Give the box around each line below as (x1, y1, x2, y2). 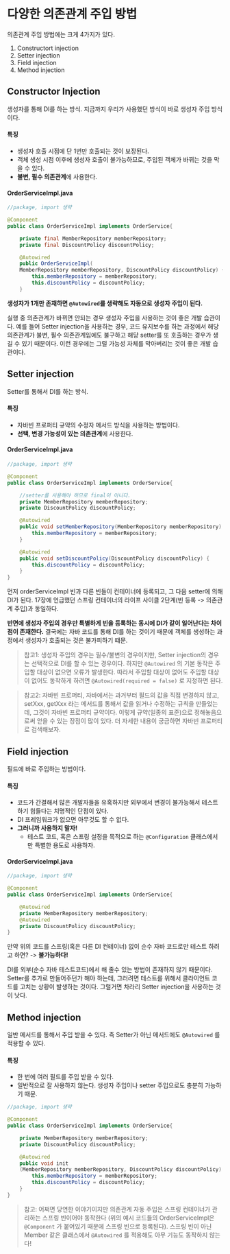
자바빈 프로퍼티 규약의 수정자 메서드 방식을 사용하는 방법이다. (16, 421, 180, 429)
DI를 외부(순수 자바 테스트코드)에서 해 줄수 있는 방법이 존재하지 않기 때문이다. (7, 965, 213, 974)
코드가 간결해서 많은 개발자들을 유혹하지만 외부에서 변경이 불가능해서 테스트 (16, 798, 219, 807)
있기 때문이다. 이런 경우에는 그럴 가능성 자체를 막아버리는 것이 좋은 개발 (21, 339, 212, 347)
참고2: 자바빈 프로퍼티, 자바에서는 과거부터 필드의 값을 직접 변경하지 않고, (23, 691, 220, 700)
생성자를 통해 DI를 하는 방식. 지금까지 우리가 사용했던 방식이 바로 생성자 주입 (7, 104, 210, 113)
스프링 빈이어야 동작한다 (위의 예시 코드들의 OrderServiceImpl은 (42, 1214, 215, 1222)
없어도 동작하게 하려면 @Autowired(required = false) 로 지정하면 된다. (31, 676, 223, 685)
